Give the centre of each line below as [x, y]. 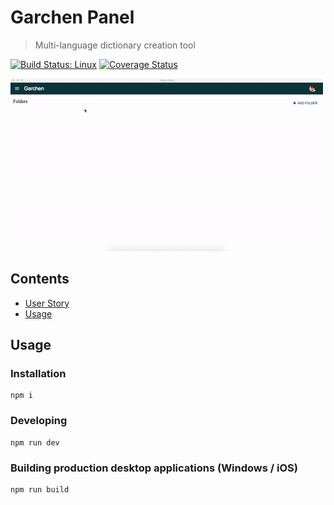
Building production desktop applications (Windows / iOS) [154, 468]
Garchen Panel [72, 17]
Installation [38, 374]
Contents [40, 279]
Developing [39, 421]
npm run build [40, 490]
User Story [47, 303]
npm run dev [35, 442]
